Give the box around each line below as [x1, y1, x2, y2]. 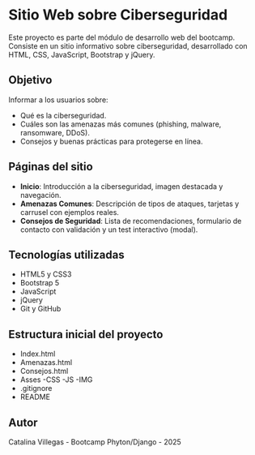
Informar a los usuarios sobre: [8, 95, 108, 105]
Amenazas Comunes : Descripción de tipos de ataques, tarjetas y [19, 199, 240, 208]
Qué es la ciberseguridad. [19, 110, 107, 120]
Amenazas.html [19, 358, 73, 367]
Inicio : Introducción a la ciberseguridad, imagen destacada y [19, 181, 223, 191]
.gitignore [19, 384, 53, 393]
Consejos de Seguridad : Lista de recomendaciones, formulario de [19, 216, 242, 225]
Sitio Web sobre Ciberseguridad [8, 6, 228, 24]
